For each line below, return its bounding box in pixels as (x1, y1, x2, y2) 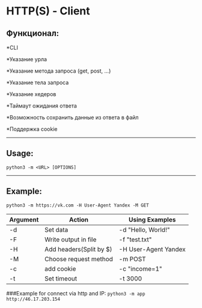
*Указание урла (6, 56, 47, 62)
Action (69, 215, 89, 223)
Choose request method (44, 255, 113, 263)
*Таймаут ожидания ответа (6, 102, 77, 109)
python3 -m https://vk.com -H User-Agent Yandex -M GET (6, 202, 149, 208)
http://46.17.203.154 (6, 296, 61, 302)
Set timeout (44, 274, 77, 283)
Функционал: (6, 28, 60, 38)
